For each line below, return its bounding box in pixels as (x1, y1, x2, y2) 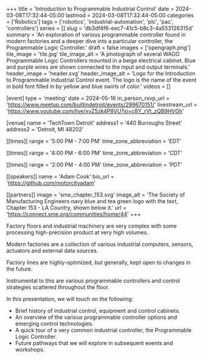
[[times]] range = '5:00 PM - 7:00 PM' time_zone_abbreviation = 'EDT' (6, 138, 182, 145)
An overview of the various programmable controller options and (15, 313, 177, 321)
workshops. (15, 346, 45, 353)
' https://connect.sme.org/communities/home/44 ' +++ (6, 211, 141, 218)
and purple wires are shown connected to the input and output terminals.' (6, 63, 190, 71)
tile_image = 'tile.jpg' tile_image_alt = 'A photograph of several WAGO (6, 51, 181, 57)
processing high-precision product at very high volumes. (6, 229, 149, 236)
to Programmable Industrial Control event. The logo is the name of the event (6, 76, 197, 83)
